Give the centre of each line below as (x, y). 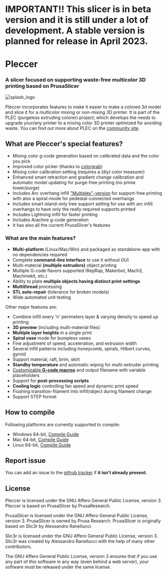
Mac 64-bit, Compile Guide (41, 440)
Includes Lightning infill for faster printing (55, 215)
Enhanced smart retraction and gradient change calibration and (78, 177)
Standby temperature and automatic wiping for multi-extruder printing (86, 364)
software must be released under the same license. (58, 567)
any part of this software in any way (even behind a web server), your (77, 562)
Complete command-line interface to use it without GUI (70, 260)
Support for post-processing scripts (51, 380)
